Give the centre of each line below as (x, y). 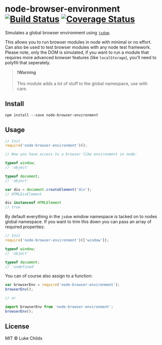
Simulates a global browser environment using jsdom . (58, 32)
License (17, 326)
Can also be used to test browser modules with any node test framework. (78, 47)
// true (13, 207)
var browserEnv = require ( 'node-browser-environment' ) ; (62, 285)
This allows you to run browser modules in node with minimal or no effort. (78, 42)
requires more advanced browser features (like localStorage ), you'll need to (81, 57)
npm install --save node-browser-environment (52, 115)
